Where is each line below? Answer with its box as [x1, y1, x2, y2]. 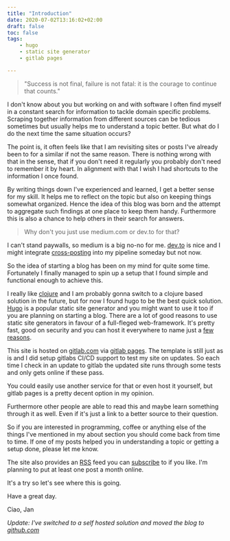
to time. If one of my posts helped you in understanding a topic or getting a [7, 437, 219, 446]
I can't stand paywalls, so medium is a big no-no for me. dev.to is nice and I [7, 241, 221, 249]
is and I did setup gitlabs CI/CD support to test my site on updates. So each [7, 354, 220, 362]
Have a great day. [7, 492, 57, 500]
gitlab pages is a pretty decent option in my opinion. [7, 389, 154, 397]
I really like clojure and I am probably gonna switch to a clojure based [7, 289, 203, 297]
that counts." [23, 87, 60, 95]
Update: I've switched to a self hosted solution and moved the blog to [7, 518, 205, 527]
